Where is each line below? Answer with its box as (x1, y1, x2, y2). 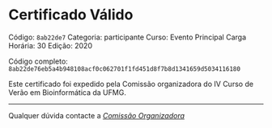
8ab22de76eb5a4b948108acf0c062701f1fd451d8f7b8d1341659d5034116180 (8, 64, 241, 73)
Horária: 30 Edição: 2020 (8, 40, 93, 50)
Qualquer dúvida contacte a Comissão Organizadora (8, 110, 185, 120)
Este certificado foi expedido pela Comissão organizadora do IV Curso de (8, 79, 253, 89)
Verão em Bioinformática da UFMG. (8, 87, 127, 97)
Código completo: (8, 56, 69, 66)
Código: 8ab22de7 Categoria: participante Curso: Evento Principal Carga (8, 32, 247, 42)
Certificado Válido (8, 6, 134, 24)
